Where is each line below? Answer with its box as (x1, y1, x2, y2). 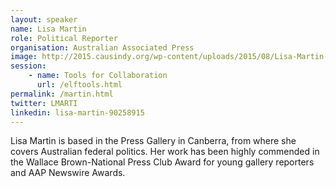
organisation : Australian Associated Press (10, 42, 195, 53)
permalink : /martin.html (10, 89, 114, 99)
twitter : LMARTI (10, 98, 78, 108)
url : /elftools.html (36, 80, 123, 90)
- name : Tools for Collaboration (28, 71, 168, 81)
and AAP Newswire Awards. (10, 167, 126, 179)
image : (10, 52, 38, 62)
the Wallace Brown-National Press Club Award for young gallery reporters (10, 156, 315, 168)
